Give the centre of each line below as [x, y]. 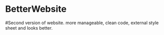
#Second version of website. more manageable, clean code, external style [82, 23]
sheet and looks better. [29, 28]
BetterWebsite [36, 9]
